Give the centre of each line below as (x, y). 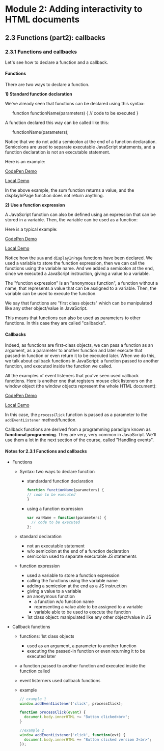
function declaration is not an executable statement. (58, 152)
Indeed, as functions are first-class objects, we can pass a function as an (79, 345)
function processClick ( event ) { (53, 712)
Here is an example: (25, 162)
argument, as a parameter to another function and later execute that (74, 351)
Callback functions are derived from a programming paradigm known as (78, 429)
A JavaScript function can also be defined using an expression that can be (81, 214)
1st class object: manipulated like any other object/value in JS (89, 617)
